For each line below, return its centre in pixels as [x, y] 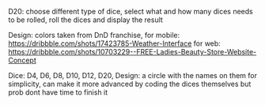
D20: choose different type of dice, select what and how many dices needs [131, 11]
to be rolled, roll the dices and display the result [86, 20]
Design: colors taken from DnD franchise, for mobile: [94, 35]
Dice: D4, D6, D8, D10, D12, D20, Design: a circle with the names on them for [132, 75]
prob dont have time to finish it [58, 92]
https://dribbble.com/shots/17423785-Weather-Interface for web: [115, 43]
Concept [23, 60]
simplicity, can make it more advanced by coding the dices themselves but [130, 84]
